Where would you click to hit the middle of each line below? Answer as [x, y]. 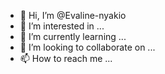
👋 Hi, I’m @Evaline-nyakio [73, 15]
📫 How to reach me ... [66, 58]
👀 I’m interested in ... [62, 26]
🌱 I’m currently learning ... [73, 36]
